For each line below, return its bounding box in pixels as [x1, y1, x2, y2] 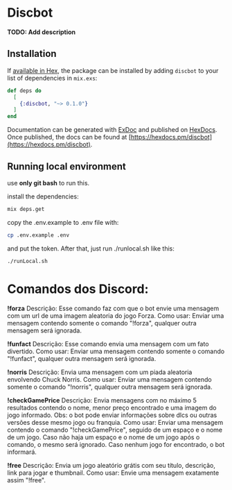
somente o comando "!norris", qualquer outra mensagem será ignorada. [7, 382, 213, 391]
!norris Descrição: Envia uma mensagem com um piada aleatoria [7, 368, 193, 376]
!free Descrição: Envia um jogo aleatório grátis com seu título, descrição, [7, 461, 216, 469]
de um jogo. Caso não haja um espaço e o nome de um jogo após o [7, 432, 200, 441]
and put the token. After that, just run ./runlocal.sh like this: [7, 244, 175, 253]
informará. [7, 448, 37, 456]
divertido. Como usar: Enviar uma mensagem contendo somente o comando [7, 347, 225, 355]
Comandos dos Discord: [7, 281, 149, 296]
